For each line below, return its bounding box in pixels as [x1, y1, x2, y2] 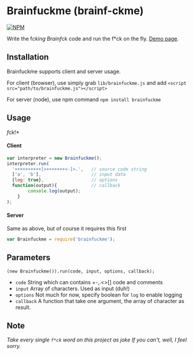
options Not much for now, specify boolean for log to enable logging [15, 291, 182, 298]
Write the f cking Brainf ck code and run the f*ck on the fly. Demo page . [6, 35, 179, 42]
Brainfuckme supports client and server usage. [6, 68, 121, 75]
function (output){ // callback [12, 183, 120, 189]
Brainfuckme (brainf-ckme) [6, 4, 144, 18]
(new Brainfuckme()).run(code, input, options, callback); [6, 268, 155, 274]
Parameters [6, 252, 51, 263]
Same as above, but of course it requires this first [6, 225, 127, 232]
